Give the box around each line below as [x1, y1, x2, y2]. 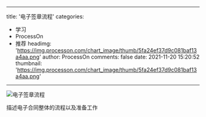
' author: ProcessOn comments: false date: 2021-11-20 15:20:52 [39, 53, 200, 60]
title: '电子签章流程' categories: [6, 13, 85, 20]
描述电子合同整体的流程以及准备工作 [6, 104, 98, 111]
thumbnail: [15, 60, 42, 67]
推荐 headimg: [15, 40, 52, 47]
